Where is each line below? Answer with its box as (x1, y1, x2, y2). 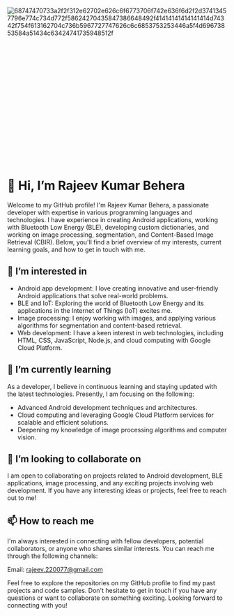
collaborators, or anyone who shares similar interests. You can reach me (7, 545, 214, 553)
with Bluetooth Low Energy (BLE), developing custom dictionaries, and (7, 223, 210, 231)
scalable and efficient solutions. (17, 418, 109, 426)
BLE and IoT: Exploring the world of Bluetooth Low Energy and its (17, 299, 204, 307)
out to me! (7, 494, 37, 502)
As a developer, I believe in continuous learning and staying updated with (7, 382, 217, 390)
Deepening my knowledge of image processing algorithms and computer (17, 425, 227, 434)
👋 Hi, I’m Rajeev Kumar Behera (7, 178, 186, 193)
